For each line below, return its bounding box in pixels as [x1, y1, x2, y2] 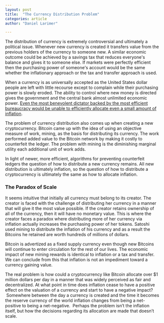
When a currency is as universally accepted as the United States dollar [5, 80, 148, 85]
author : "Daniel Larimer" [5, 21, 58, 26]
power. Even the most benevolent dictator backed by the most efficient [5, 100, 148, 106]
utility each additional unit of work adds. [5, 146, 86, 152]
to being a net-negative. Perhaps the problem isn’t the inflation [22, 302, 150, 308]
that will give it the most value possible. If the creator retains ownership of [5, 205, 154, 211]
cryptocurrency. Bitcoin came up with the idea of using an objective [5, 126, 142, 132]
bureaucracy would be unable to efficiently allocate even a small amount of [5, 106, 157, 111]
